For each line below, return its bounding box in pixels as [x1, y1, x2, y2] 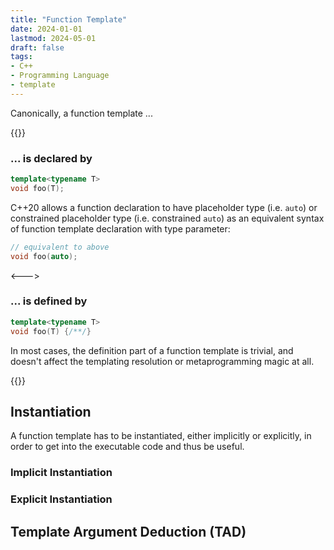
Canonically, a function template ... [10, 107, 153, 119]
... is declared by [10, 151, 93, 165]
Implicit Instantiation [10, 466, 113, 480]
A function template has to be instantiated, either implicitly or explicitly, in [10, 430, 312, 442]
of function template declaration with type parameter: [10, 222, 231, 235]
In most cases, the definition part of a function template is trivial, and [10, 344, 294, 356]
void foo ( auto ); [10, 251, 78, 261]
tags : [10, 52, 33, 62]
